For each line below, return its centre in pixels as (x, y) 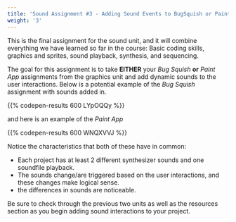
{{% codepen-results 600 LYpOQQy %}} (66, 105)
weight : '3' (25, 20)
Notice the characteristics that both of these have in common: (97, 146)
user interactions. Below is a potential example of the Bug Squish (101, 84)
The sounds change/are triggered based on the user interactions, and (118, 175)
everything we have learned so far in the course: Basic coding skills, (106, 48)
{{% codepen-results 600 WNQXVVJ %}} (67, 132)
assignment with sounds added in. (57, 92)
